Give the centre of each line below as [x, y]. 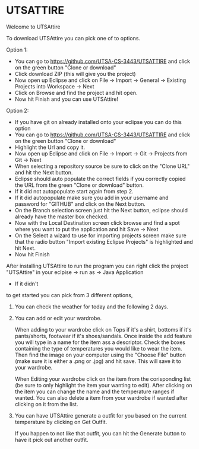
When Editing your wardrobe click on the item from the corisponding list [103, 379]
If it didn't [26, 284]
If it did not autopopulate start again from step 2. [74, 191]
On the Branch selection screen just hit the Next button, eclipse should [101, 210]
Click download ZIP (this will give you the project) [75, 74]
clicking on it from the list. [46, 404]
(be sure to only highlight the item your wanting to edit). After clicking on [103, 385]
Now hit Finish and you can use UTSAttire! [67, 99]
